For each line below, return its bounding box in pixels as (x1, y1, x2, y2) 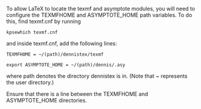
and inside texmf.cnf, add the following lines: (6, 40, 118, 47)
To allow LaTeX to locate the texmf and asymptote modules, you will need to (6, 5, 195, 12)
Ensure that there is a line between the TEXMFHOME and (6, 90, 148, 98)
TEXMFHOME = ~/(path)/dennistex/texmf (6, 52, 104, 57)
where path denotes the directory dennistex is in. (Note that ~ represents (6, 72, 188, 80)
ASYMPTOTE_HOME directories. (6, 97, 88, 104)
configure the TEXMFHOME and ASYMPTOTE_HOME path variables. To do (6, 11, 193, 19)
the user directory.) (6, 79, 54, 86)
